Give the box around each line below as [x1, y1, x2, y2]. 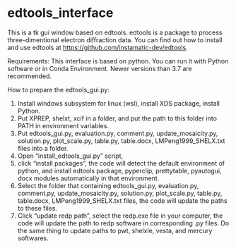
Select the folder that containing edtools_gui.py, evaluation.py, [17, 181, 199, 190]
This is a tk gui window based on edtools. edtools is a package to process [7, 28, 223, 37]
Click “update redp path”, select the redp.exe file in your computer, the [17, 211, 223, 220]
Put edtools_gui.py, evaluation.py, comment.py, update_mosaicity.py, [17, 129, 218, 137]
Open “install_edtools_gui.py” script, [17, 151, 124, 160]
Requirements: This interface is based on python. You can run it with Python [7, 56, 229, 65]
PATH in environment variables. [17, 121, 110, 130]
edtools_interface [7, 5, 114, 21]
